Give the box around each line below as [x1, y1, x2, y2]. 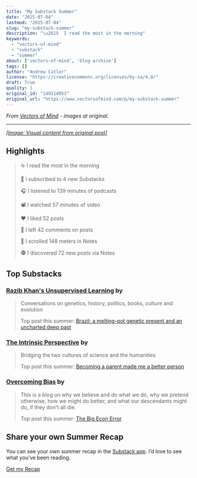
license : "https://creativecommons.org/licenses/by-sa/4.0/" [6, 74, 159, 80]
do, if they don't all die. [20, 403, 76, 410]
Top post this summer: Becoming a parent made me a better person [20, 363, 185, 370]
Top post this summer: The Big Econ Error [20, 415, 122, 422]
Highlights [6, 146, 45, 156]
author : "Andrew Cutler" [6, 69, 67, 75]
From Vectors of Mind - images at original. [6, 112, 109, 119]
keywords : [6, 36, 30, 42]
